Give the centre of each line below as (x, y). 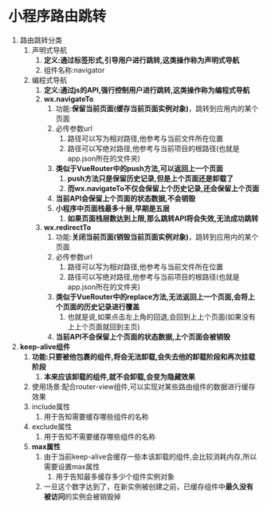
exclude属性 (52, 426)
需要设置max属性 (72, 466)
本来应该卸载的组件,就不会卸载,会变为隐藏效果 (119, 376)
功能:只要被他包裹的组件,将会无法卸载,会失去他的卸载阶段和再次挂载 (143, 356)
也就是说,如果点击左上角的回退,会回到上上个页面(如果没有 (162, 316)
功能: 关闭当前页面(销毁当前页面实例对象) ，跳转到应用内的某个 (157, 237)
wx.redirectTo (67, 227)
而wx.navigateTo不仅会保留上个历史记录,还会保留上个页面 (163, 188)
